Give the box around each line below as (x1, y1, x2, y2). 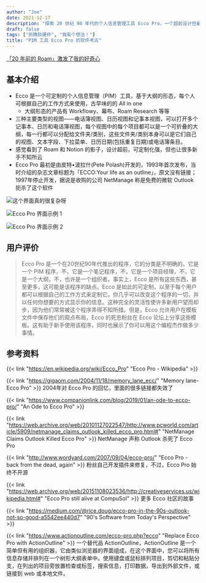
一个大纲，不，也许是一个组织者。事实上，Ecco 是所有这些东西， (26, 275, 192, 282)
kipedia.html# (6, 495, 41, 502)
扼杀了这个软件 (15, 184, 53, 191)
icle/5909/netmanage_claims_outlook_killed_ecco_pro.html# (6, 428, 159, 435)
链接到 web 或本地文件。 (6, 570, 69, 577)
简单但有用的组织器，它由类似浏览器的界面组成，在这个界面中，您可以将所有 (6, 547, 200, 554)
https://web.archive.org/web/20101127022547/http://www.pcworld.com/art (9, 421, 199, 429)
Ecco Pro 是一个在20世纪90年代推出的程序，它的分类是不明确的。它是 (21, 260, 199, 267)
